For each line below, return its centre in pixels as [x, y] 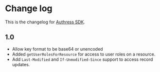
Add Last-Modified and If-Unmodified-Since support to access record [82, 59]
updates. [21, 64]
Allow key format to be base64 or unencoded [57, 49]
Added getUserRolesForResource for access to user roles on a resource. [84, 54]
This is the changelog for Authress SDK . [45, 22]
